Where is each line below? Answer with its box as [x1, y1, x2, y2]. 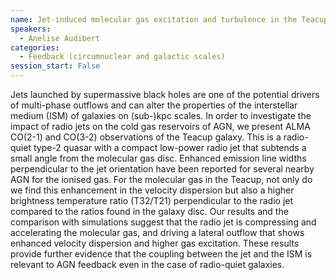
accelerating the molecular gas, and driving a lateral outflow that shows [10, 227, 305, 238]
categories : [10, 42, 60, 53]
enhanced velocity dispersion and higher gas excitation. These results [10, 237, 300, 249]
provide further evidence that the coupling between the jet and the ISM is [10, 248, 313, 260]
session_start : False [10, 61, 101, 71]
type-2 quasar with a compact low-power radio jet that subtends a [33, 142, 307, 153]
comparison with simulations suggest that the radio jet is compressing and [10, 216, 317, 228]
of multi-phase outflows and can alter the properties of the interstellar [10, 99, 298, 111]
